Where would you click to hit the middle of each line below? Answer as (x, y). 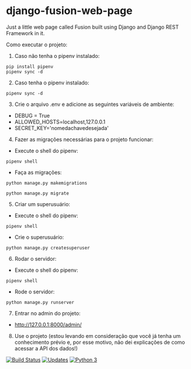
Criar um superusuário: (42, 204)
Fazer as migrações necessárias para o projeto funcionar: (84, 139)
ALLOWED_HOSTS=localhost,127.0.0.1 (60, 122)
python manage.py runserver (40, 302)
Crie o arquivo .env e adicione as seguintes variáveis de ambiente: (94, 104)
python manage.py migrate (37, 193)
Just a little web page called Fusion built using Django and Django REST (93, 27)
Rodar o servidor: (35, 258)
